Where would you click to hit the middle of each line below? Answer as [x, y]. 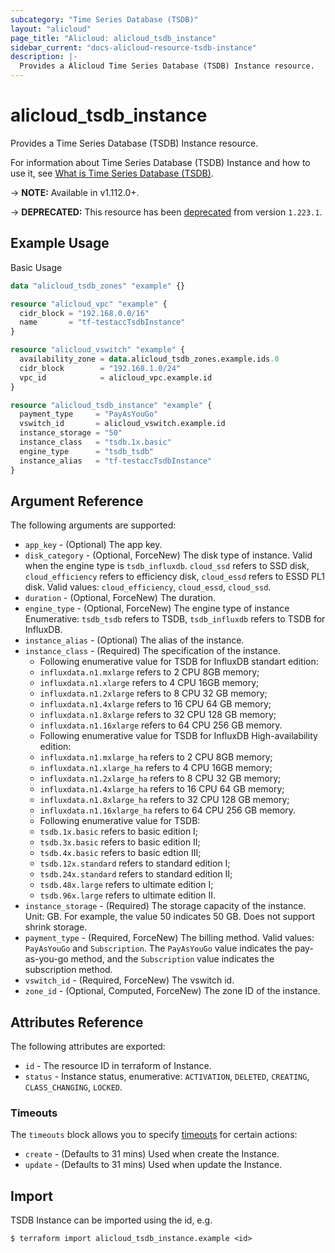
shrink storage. [56, 927]
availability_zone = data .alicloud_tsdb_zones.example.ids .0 [149, 359]
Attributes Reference [77, 1022]
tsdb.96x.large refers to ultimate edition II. [128, 895]
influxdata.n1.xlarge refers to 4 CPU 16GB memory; [149, 683]
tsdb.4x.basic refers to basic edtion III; [120, 853]
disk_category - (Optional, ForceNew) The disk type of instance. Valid [168, 555]
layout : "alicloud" [51, 29]
